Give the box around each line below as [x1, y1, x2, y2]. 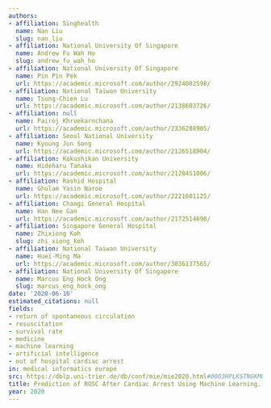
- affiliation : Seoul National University [8, 132, 153, 140]
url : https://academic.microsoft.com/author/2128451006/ [15, 170, 211, 178]
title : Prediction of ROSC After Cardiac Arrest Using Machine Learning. [8, 380, 262, 388]
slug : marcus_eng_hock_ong [15, 282, 106, 291]
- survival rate [8, 327, 63, 335]
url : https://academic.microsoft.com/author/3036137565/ [15, 259, 211, 267]
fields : [8, 305, 35, 313]
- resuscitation [8, 320, 63, 328]
